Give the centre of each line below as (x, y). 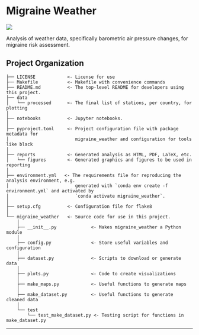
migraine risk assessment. (38, 44)
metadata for (22, 134)
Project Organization (45, 63)
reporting (18, 165)
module (14, 232)
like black (20, 144)
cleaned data (22, 299)
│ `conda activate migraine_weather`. (86, 196)
